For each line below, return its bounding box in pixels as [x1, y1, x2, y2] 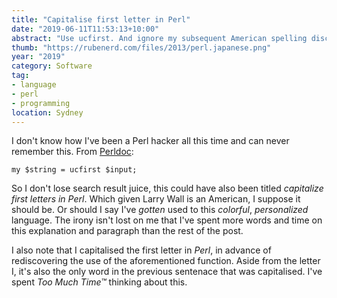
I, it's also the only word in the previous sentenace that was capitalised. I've [11, 266, 323, 278]
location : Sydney [11, 107, 84, 118]
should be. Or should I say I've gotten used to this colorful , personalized [11, 204, 309, 216]
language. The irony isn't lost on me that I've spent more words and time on [11, 214, 323, 226]
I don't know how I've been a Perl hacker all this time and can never [11, 135, 290, 147]
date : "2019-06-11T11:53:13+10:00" [11, 24, 160, 34]
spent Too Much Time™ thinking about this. [11, 276, 188, 288]
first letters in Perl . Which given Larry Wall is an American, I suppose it [11, 193, 301, 205]
